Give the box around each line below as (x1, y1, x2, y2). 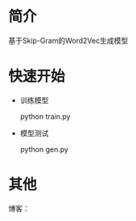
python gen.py (19, 144, 68, 154)
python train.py (19, 111, 71, 121)
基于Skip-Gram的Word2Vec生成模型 (8, 36, 129, 45)
